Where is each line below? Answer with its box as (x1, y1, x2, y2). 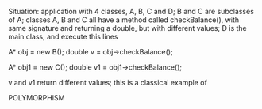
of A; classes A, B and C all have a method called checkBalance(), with (8, 15, 240, 24)
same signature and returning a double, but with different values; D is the (8, 24, 248, 32)
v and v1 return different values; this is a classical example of (8, 78, 208, 87)
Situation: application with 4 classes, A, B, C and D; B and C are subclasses (8, 7, 254, 16)
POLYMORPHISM (8, 93, 65, 102)
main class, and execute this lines (8, 32, 118, 41)
